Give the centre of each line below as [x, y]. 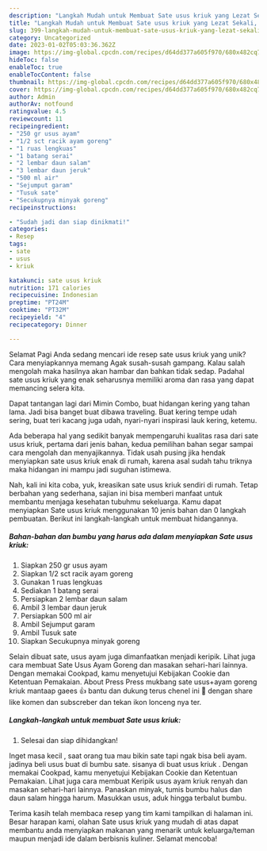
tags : [18, 244]
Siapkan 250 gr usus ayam [64, 565]
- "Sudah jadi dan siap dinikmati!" [69, 222]
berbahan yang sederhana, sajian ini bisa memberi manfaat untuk [116, 493]
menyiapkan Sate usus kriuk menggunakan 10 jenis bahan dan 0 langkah [128, 510]
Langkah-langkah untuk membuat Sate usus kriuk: [95, 720]
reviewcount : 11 [36, 119]
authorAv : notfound [41, 104]
